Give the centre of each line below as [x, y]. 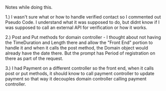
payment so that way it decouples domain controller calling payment [76, 79]
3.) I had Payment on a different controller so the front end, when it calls [79, 68]
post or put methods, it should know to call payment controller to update [80, 73]
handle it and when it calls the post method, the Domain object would [77, 48]
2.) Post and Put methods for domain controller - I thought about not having [83, 37]
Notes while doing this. [29, 7]
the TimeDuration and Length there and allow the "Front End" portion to [79, 42]
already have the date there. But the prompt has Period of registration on [80, 53]
